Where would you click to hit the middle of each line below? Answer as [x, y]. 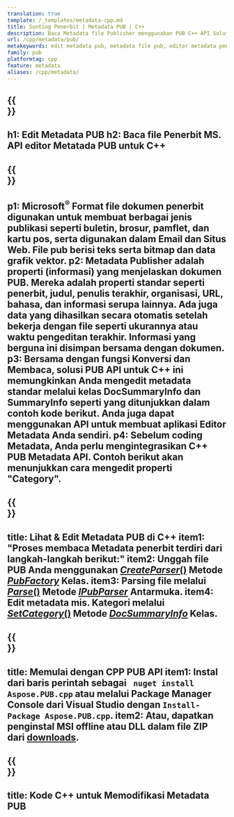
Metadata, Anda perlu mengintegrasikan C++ [108, 446]
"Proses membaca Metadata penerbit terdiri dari [115, 548]
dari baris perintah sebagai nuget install [101, 683]
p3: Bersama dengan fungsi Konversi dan [99, 359]
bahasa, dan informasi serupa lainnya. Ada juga [112, 305]
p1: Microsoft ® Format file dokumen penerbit [106, 205]
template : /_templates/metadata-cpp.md [65, 20]
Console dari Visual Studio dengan [84, 704]
